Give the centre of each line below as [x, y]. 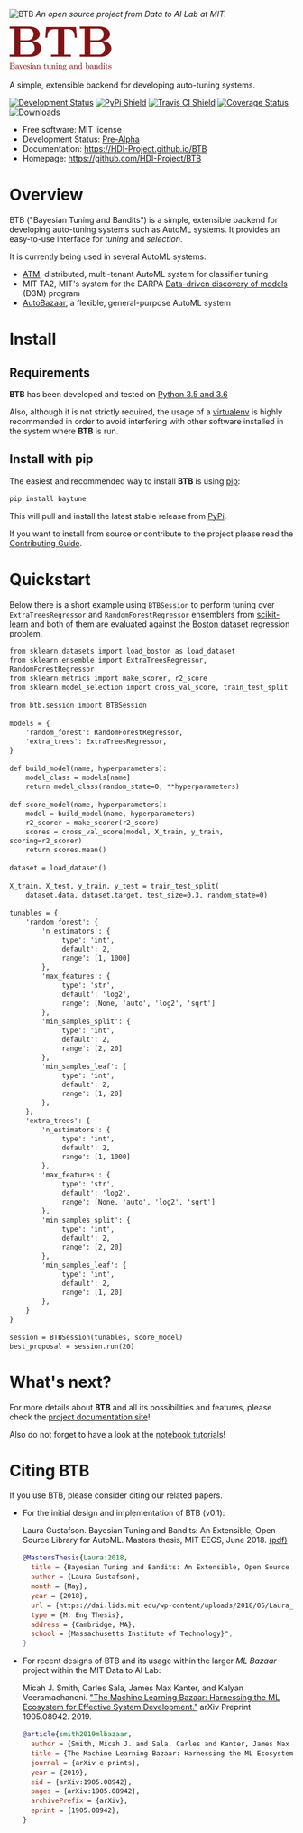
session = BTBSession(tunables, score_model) [96, 1337]
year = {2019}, [60, 1773]
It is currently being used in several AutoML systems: [108, 256]
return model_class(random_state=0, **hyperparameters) [133, 786]
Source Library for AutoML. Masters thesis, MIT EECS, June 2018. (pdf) [155, 1540]
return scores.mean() [66, 850]
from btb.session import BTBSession [78, 705]
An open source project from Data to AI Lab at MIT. [131, 14]
